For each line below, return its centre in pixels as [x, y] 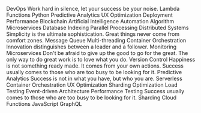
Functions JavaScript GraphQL [44, 104]
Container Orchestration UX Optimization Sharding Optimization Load [92, 85]
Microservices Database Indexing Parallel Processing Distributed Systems [97, 28]
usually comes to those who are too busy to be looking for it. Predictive [94, 72]
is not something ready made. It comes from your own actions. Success [95, 66]
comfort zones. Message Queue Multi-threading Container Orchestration [96, 40]
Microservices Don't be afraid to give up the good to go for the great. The [97, 53]
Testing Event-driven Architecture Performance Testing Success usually [95, 91]
